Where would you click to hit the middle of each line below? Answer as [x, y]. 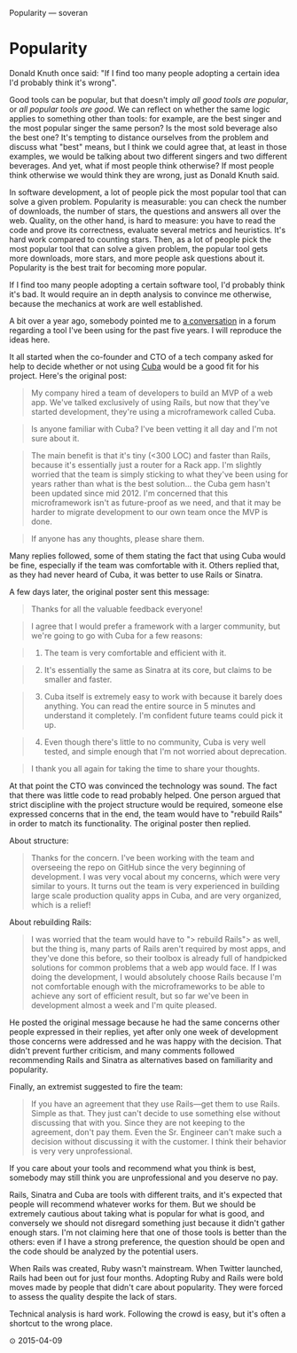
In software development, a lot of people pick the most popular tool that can [148, 192]
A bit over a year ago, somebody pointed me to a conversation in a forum [143, 321]
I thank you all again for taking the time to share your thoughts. [145, 768]
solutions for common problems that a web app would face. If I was [154, 967]
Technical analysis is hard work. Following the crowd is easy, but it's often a [148, 1314]
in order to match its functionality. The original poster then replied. [130, 823]
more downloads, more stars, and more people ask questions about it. [137, 258]
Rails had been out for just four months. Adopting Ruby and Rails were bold [146, 1278]
